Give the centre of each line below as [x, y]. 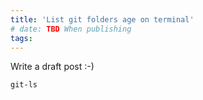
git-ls [24, 85]
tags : [21, 38]
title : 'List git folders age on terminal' [102, 19]
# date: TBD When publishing [71, 29]
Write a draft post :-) [52, 67]
